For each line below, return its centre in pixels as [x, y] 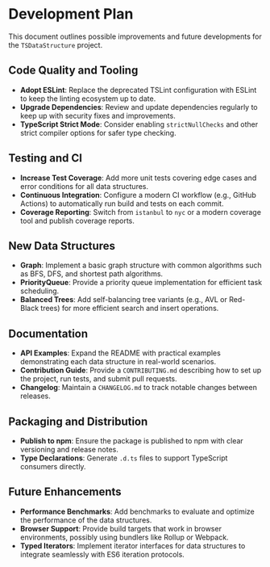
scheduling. [39, 291]
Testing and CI [46, 158]
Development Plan [71, 14]
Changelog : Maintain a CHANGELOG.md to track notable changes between [139, 388]
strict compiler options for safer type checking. [98, 132]
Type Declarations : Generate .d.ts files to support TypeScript [124, 458]
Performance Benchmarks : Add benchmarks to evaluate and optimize [137, 511]
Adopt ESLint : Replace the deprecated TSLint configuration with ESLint [138, 90]
